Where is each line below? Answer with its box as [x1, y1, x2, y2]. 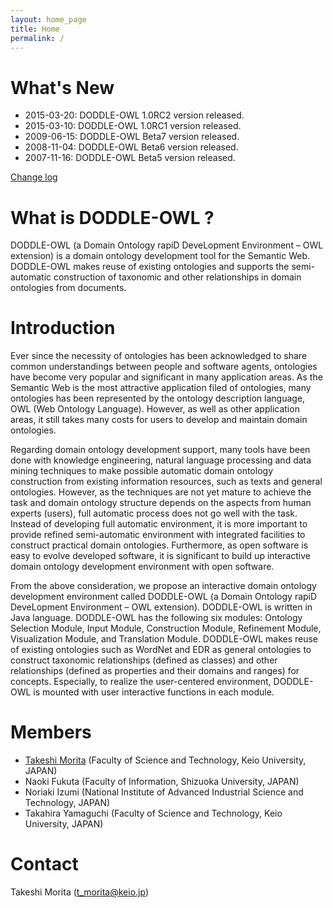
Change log [10, 171, 58, 183]
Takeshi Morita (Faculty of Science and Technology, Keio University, [24, 754, 307, 766]
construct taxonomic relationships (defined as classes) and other [10, 654, 278, 666]
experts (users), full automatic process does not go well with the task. [10, 507, 298, 520]
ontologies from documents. [10, 282, 127, 294]
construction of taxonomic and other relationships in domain [53, 271, 302, 283]
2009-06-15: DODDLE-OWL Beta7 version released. [24, 131, 240, 143]
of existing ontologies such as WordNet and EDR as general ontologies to [10, 644, 312, 656]
